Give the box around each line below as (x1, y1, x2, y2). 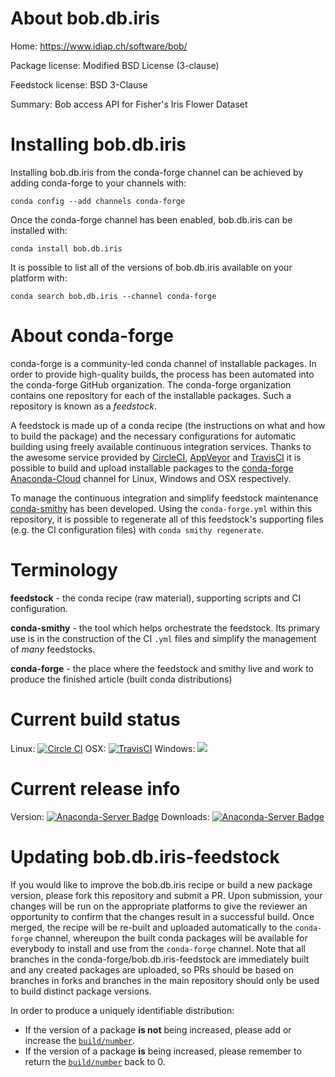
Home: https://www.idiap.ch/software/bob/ (10, 40, 188, 52)
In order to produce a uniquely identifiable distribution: (10, 1004, 235, 1016)
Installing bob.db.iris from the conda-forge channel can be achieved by (10, 166, 304, 178)
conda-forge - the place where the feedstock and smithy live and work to (10, 662, 314, 674)
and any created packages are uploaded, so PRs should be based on (10, 963, 294, 976)
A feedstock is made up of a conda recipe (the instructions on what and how (10, 419, 326, 431)
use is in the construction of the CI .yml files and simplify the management (10, 632, 317, 644)
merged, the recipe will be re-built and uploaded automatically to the (10, 921, 293, 933)
